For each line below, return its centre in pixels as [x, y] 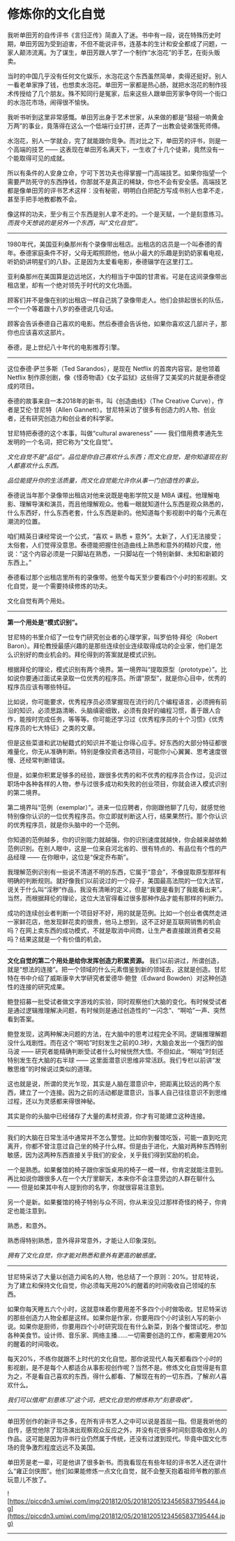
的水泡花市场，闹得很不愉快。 [50, 102]
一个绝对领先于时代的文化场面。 [90, 285]
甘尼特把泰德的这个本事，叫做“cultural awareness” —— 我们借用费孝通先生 [115, 433]
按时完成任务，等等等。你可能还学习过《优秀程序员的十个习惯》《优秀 [125, 719]
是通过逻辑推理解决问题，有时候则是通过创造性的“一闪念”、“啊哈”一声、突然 [116, 1010]
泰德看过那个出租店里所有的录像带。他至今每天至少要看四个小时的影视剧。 [114, 577]
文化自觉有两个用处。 [38, 601]
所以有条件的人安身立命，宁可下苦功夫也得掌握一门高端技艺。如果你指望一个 [117, 173]
